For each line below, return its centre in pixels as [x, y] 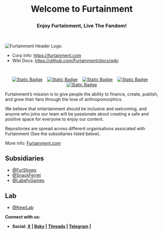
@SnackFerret [27, 175]
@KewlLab [23, 208]
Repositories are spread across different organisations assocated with [75, 128]
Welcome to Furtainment [82, 9]
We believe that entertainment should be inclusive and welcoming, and [76, 109]
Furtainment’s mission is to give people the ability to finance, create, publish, [82, 94]
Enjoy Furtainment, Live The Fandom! [82, 26]
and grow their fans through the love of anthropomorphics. [64, 99]
